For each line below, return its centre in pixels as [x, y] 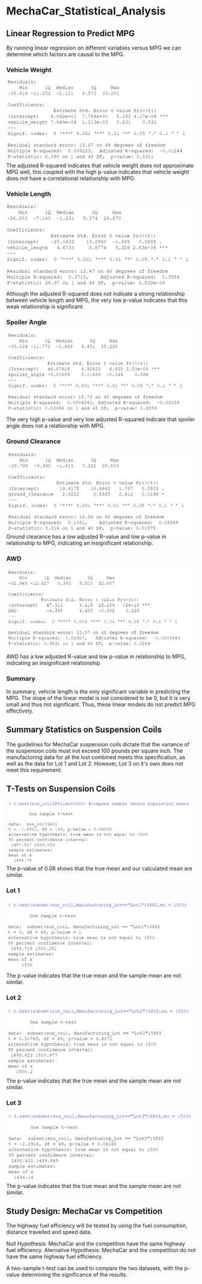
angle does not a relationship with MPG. [56, 426]
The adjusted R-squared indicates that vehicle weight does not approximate [100, 165]
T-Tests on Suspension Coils [61, 789]
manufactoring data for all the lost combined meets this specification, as [96, 757]
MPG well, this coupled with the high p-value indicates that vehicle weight [98, 172]
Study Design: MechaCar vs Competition [84, 1211]
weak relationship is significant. [45, 307]
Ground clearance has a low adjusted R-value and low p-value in [86, 537]
